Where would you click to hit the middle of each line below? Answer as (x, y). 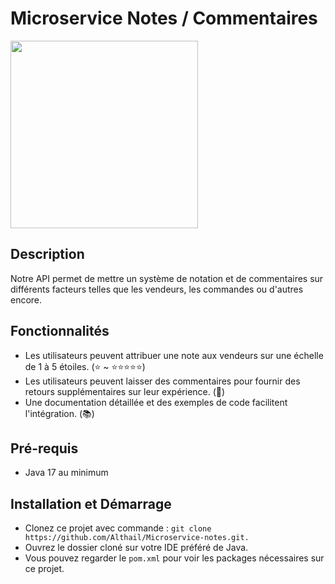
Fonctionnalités (60, 331)
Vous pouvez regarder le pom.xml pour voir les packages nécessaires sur (174, 558)
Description (47, 254)
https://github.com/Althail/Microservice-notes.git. (137, 538)
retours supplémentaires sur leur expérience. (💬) (125, 391)
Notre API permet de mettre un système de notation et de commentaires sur (167, 278)
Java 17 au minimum (66, 473)
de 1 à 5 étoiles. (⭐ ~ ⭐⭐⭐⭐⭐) (85, 366)
